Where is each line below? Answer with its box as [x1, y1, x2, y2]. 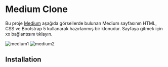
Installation [5, 55, 41, 64]
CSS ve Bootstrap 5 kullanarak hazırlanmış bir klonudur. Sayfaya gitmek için [5, 25, 163, 31]
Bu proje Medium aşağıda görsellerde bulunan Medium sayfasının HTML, [5, 20, 157, 26]
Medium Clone [5, 4, 68, 15]
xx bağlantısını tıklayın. [5, 31, 53, 37]
